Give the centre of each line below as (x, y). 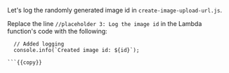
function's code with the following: (57, 31)
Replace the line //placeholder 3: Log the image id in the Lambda (105, 24)
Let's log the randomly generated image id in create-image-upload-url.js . (115, 10)
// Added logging (39, 44)
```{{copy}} (25, 62)
